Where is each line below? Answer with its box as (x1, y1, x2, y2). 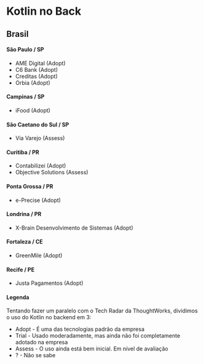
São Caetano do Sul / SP (6, 121, 69, 128)
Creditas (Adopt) (15, 72, 58, 80)
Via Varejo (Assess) (15, 134, 65, 142)
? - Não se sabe (15, 352, 56, 359)
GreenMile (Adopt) (15, 252, 63, 259)
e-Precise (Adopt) (15, 196, 61, 204)
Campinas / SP (6, 93, 45, 101)
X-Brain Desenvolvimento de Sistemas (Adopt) (15, 224, 133, 231)
